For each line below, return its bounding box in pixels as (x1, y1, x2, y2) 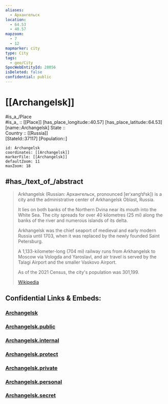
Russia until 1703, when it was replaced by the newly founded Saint (17, 232, 160, 239)
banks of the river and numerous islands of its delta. (17, 217, 128, 224)
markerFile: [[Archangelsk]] (5, 154, 68, 159)
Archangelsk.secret (5, 392, 56, 399)
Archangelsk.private (5, 364, 58, 372)
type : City (5, 50, 29, 56)
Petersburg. (17, 238, 43, 244)
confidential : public (5, 75, 52, 80)
